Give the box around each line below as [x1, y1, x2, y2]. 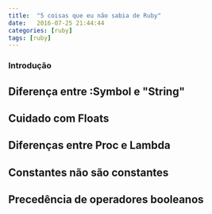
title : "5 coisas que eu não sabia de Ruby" [8, 11, 161, 20]
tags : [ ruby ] [8, 33, 52, 42]
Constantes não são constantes [8, 165, 169, 179]
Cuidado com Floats [8, 111, 110, 125]
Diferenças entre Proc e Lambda [8, 138, 171, 152]
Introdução [8, 60, 52, 72]
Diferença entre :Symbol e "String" [8, 84, 185, 98]
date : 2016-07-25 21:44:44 [8, 19, 105, 27]
